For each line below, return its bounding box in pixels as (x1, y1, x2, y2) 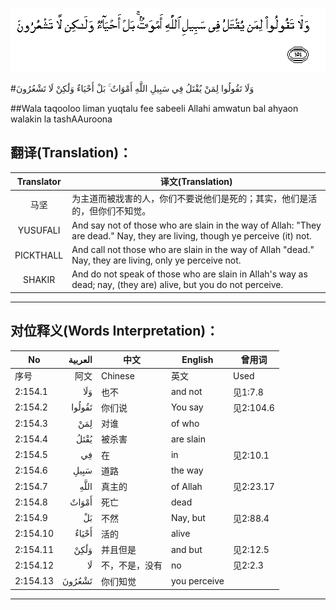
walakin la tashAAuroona (10, 113, 113, 125)
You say (170, 401, 204, 413)
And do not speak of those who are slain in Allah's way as (71, 268, 308, 280)
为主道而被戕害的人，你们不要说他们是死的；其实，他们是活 (71, 192, 318, 204)
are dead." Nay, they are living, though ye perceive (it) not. (71, 229, 312, 242)
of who (170, 417, 200, 429)
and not (170, 386, 203, 398)
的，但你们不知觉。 (71, 204, 152, 217)
